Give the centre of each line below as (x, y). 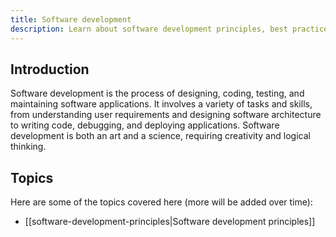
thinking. (28, 147)
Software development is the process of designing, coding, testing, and (157, 93)
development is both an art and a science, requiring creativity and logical (160, 136)
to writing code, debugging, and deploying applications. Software (145, 125)
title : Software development (71, 19)
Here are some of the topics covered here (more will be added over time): (161, 202)
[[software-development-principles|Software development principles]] (170, 222)
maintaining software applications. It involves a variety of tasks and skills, (161, 104)
